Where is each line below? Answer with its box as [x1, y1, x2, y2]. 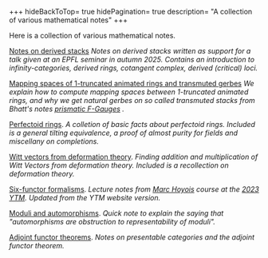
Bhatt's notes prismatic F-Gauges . [9, 104, 124, 113]
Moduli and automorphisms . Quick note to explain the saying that [9, 208, 224, 218]
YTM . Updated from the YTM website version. [9, 193, 161, 202]
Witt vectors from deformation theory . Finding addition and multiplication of [9, 152, 258, 161]
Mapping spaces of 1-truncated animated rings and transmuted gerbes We [9, 79, 254, 88]
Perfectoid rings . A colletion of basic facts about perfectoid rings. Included [9, 120, 256, 129]
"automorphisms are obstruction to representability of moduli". [9, 217, 216, 226]
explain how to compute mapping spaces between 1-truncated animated [9, 87, 249, 97]
